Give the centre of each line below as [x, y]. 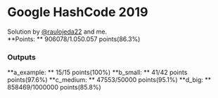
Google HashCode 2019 [78, 12]
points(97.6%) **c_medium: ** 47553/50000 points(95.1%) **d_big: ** [109, 80]
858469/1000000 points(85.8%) [54, 87]
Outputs [22, 57]
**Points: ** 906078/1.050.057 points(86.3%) [74, 38]
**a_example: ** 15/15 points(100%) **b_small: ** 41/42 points [97, 72]
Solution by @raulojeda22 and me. [57, 31]
